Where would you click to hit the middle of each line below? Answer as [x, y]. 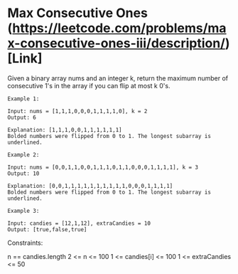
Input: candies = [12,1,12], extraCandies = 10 [79, 223]
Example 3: [23, 211]
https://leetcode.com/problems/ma [119, 28]
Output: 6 [22, 117]
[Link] [25, 59]
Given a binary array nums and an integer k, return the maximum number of [118, 78]
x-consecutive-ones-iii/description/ [117, 43]
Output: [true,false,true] [47, 229]
